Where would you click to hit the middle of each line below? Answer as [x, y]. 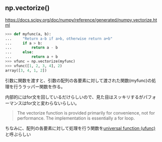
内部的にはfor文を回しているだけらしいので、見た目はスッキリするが [74, 97]
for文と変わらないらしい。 [53, 103]
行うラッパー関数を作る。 [39, 86]
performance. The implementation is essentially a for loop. [76, 118]
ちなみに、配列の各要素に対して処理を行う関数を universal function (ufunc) [80, 128]
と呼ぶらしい [18, 134]
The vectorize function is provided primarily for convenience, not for [86, 113]
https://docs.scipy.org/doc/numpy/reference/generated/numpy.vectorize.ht [81, 20]
